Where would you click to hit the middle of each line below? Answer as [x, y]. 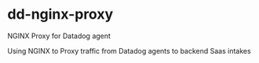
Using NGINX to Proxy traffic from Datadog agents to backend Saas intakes [129, 51]
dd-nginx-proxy [60, 14]
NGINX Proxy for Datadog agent [59, 36]
